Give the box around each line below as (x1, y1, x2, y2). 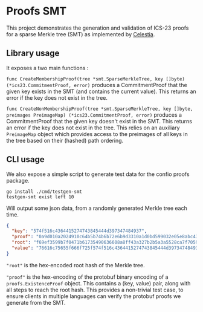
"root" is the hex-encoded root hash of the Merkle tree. (6, 261, 145, 268)
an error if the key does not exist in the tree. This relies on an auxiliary (6, 124, 180, 131)
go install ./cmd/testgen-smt (6, 189, 83, 195)
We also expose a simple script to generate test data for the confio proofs (6, 171, 190, 178)
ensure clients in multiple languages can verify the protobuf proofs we (6, 292, 181, 300)
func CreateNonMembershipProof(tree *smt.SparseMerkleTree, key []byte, (6, 106, 193, 112)
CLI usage (6, 154, 45, 164)
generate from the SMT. (6, 299, 66, 306)
